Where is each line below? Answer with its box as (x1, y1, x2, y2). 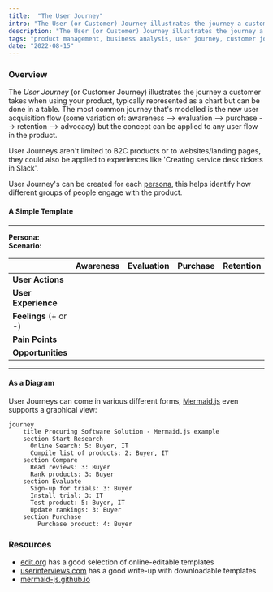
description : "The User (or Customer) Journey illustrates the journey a (8, 27, 264, 35)
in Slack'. (8, 163, 39, 173)
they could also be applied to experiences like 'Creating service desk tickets (8, 155, 264, 165)
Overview (8, 69, 48, 80)
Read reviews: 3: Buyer (29, 463, 111, 471)
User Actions (12, 274, 64, 285)
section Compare (23, 456, 79, 464)
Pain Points (12, 334, 58, 345)
